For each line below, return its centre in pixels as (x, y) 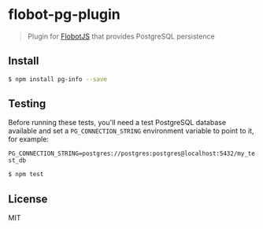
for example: (29, 139)
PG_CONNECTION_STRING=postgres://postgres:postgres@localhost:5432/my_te (132, 154)
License (28, 199)
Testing (27, 104)
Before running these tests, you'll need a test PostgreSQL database (117, 123)
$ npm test (26, 175)
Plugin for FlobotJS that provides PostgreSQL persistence (121, 36)
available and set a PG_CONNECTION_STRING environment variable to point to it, (131, 131)
